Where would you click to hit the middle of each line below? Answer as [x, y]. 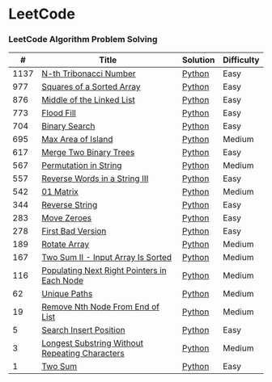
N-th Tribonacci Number [89, 73]
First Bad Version [74, 231]
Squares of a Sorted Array [91, 87]
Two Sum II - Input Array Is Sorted [107, 258]
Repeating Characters [83, 354]
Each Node [62, 281]
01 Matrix [60, 192]
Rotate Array [66, 245]
